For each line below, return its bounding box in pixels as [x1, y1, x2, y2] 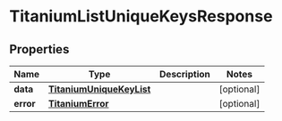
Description [159, 69, 210, 80]
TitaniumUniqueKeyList [47, 83, 151, 95]
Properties [9, 42, 70, 57]
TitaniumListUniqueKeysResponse [9, 6, 273, 27]
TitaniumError [47, 98, 109, 109]
